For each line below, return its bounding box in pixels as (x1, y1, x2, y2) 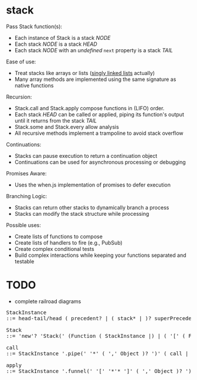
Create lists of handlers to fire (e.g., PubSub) (14, 239, 123, 246)
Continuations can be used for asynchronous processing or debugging (14, 158, 186, 165)
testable (14, 257, 35, 264)
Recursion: (6, 93, 32, 100)
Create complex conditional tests (14, 245, 95, 252)
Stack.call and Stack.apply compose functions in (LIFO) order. (14, 104, 165, 111)
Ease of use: (6, 58, 36, 65)
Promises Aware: (6, 169, 47, 177)
